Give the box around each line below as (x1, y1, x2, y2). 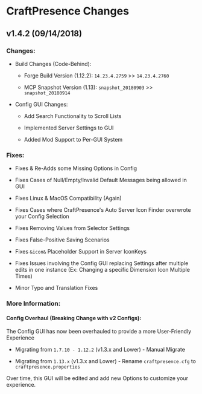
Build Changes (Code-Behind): (14, 60, 92, 67)
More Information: (6, 300, 61, 308)
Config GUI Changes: (14, 100, 68, 108)
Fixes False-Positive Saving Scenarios (14, 236, 110, 243)
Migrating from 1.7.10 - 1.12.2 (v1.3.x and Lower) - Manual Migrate (14, 346, 186, 353)
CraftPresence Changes (6, 4, 130, 18)
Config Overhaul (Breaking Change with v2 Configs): (6, 314, 142, 321)
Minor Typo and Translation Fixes (14, 284, 98, 292)
